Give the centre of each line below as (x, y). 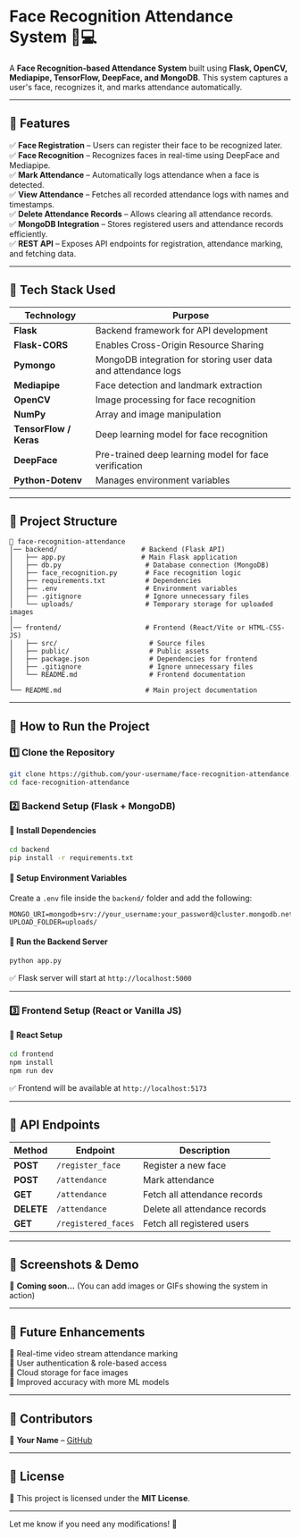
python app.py (36, 961)
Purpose (191, 315)
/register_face (89, 1165)
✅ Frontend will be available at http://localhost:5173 (108, 1087)
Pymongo (35, 365)
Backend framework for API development (182, 330)
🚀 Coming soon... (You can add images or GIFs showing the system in (139, 1286)
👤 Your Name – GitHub (51, 1440)
